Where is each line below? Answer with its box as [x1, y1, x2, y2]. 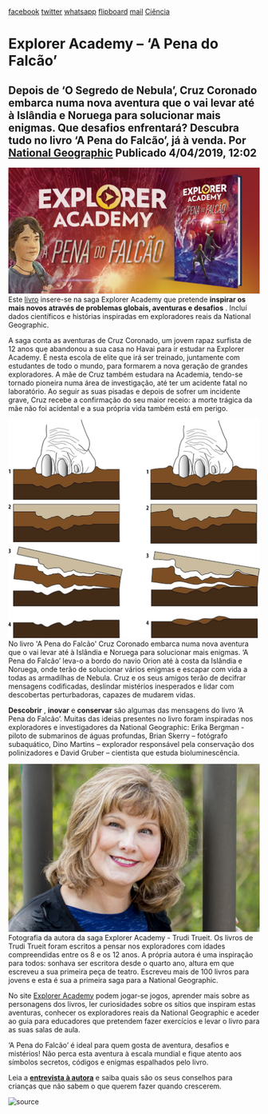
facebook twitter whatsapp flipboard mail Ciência [8, 7, 170, 16]
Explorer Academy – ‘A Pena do [8, 35, 219, 53]
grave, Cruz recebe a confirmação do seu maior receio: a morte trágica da [8, 395, 253, 405]
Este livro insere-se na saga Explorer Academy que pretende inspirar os [8, 295, 246, 304]
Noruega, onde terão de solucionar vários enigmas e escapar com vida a [8, 664, 248, 674]
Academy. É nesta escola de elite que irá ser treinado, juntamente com [8, 353, 241, 362]
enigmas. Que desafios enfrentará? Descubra [8, 121, 239, 134]
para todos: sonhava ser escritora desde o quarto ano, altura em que [8, 958, 235, 968]
